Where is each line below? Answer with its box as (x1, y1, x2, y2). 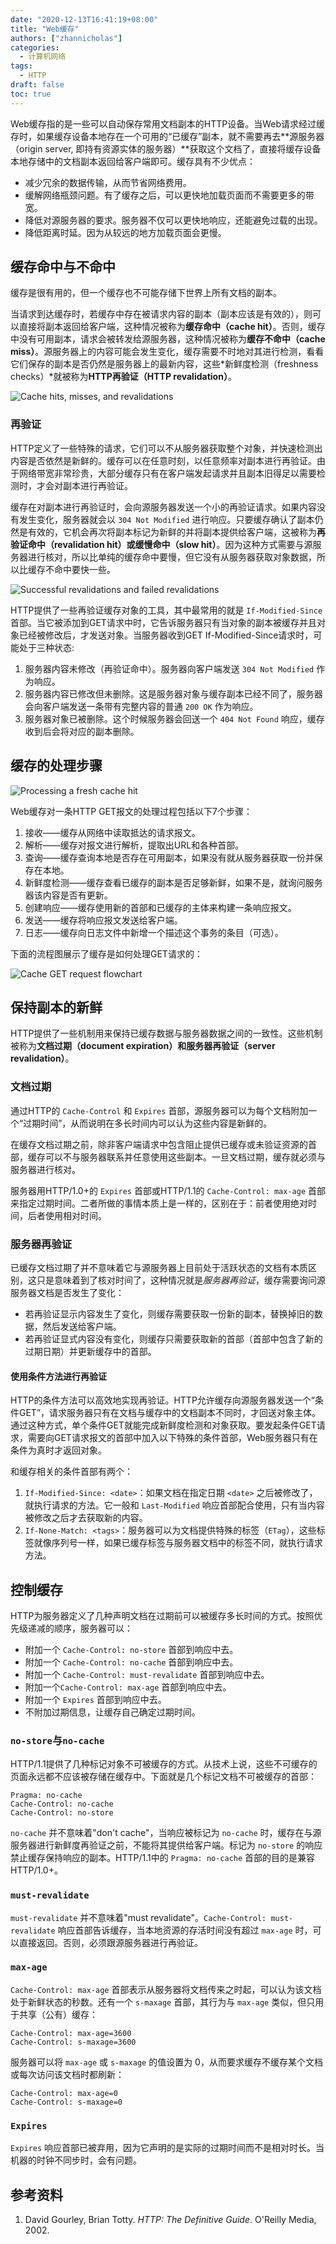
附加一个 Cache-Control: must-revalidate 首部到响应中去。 (24, 1668, 270, 1680)
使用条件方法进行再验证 (10, 1370, 107, 1382)
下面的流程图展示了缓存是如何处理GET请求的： (10, 947, 203, 960)
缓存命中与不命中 (10, 259, 116, 276)
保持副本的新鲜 (10, 999, 103, 1016)
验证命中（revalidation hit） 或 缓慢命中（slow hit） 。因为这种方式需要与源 (10, 538, 313, 550)
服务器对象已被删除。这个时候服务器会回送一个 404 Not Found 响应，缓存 (24, 712, 325, 725)
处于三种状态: (18, 641, 75, 653)
